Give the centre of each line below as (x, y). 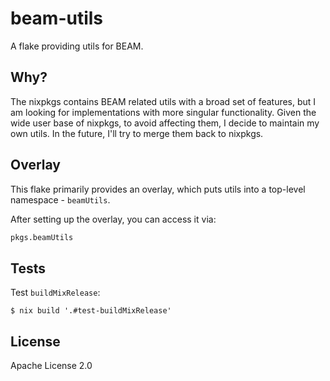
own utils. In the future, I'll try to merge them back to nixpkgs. (137, 133)
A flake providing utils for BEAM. (77, 46)
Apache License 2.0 (51, 366)
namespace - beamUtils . (60, 199)
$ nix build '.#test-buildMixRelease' (91, 311)
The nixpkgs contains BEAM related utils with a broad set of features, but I (163, 101)
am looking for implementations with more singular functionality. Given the (163, 112)
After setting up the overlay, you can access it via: (113, 219)
